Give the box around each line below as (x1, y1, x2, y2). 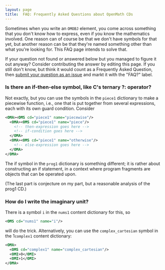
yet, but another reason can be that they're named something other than (5, 41, 152, 47)
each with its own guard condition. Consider (5, 105, 95, 111)
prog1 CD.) (5, 186, 27, 192)
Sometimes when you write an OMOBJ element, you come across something (5, 25, 156, 31)
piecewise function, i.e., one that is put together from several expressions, (5, 100, 156, 106)
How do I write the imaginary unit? (5, 198, 89, 205)
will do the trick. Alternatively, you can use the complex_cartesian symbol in (5, 228, 159, 234)
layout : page (5, 7, 32, 12)
